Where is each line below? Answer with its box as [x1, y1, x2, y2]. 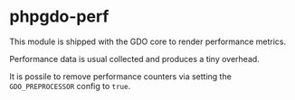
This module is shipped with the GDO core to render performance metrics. [9, 36, 287, 47]
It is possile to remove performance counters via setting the [9, 70, 233, 82]
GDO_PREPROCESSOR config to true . [9, 80, 131, 91]
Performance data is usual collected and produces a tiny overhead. [9, 53, 260, 64]
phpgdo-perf [9, 6, 109, 27]
